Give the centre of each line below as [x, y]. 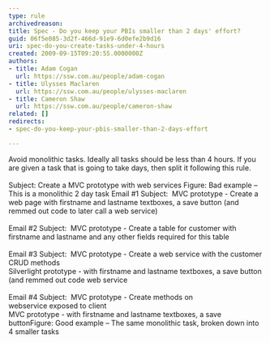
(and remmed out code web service [68, 280]
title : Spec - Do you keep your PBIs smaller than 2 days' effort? [125, 31]
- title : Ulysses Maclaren [54, 84]
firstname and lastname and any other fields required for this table [119, 237]
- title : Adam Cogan [43, 69]
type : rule [27, 16]
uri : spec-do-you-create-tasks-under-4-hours [86, 46]
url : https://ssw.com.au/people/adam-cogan [90, 76]
